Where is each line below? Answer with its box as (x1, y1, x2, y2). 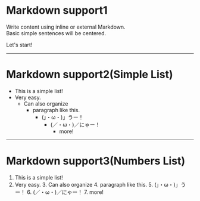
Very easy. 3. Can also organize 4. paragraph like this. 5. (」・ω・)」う (14, 181, 186, 188)
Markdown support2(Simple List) (6, 68, 174, 81)
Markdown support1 (6, 4, 108, 17)
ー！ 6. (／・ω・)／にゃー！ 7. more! (14, 188, 104, 196)
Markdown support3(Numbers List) (6, 154, 186, 168)
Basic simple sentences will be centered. (6, 29, 107, 36)
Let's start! (6, 41, 33, 48)
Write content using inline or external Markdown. (6, 23, 126, 30)
